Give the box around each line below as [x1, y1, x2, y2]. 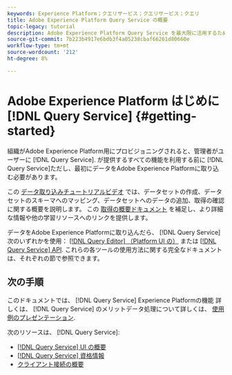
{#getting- [135, 108, 197, 124]
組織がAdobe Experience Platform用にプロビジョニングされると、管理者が [7, 147, 219, 155]
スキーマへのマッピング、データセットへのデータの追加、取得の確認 [30, 196, 225, 204]
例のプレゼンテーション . [7, 313, 76, 322]
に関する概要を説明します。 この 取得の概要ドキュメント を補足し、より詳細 [7, 205, 224, 213]
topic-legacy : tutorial [7, 23, 76, 30]
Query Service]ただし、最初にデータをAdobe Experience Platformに [7, 164, 202, 172]
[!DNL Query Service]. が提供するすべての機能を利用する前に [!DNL [32, 155, 224, 163]
